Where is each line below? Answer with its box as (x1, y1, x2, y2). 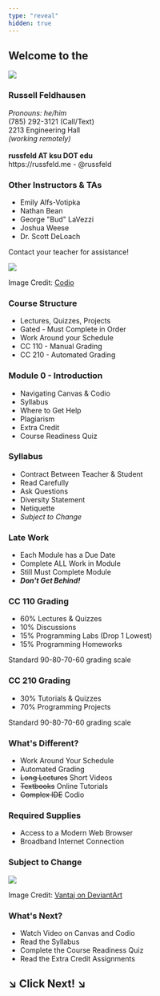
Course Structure (8, 298, 78, 309)
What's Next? (8, 910, 62, 921)
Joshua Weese (19, 222, 70, 233)
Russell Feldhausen (8, 90, 86, 101)
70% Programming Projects (19, 701, 111, 711)
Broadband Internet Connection (19, 836, 125, 847)
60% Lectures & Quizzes (19, 614, 102, 624)
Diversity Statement (19, 494, 86, 504)
